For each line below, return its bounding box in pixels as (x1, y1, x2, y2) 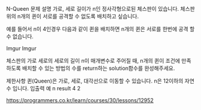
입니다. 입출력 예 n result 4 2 (12, 85, 81, 91)
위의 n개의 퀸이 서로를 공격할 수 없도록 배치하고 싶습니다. (6, 13, 139, 20)
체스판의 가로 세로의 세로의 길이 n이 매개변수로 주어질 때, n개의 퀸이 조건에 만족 (6, 57, 191, 64)
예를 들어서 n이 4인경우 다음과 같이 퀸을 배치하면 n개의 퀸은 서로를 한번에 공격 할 (6, 26, 195, 32)
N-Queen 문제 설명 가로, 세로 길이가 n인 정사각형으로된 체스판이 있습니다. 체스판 (6, 5, 195, 12)
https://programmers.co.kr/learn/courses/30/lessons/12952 (6, 97, 154, 103)
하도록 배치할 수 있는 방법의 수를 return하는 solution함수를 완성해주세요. (6, 65, 175, 72)
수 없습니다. (6, 33, 34, 40)
